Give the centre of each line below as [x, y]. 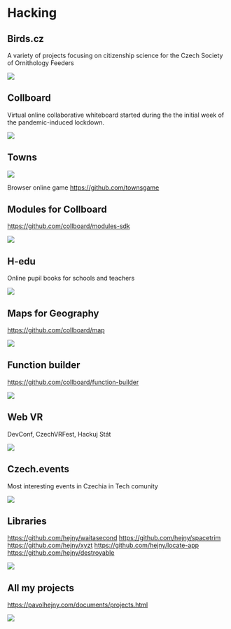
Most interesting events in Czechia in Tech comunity [83, 486]
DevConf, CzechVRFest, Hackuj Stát [59, 434]
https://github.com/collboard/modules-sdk [69, 226]
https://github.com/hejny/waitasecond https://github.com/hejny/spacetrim [114, 538]
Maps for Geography [53, 313]
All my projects [41, 588]
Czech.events [38, 469]
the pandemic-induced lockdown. [56, 122]
